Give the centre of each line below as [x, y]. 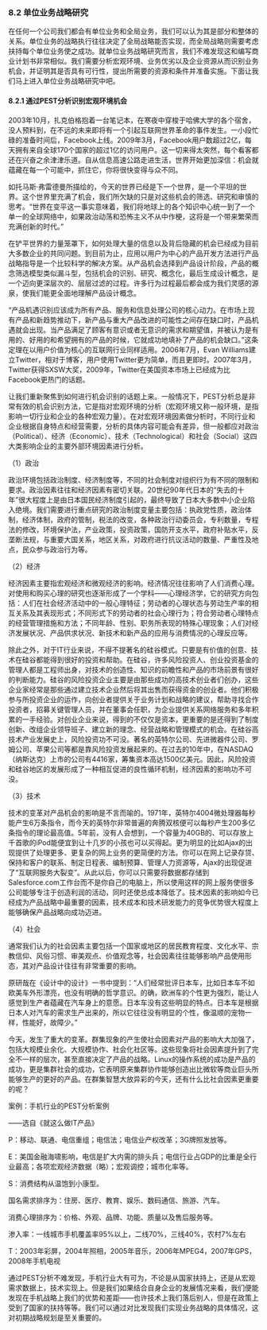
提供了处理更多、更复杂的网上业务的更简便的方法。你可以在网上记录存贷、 [137, 852]
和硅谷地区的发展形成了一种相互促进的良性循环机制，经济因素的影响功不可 [130, 769]
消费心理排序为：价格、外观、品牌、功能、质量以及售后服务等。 [112, 1217]
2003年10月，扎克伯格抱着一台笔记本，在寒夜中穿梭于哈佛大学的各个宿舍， [132, 120]
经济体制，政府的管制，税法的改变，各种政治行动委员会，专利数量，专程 [140, 519]
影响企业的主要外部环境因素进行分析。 [85, 446]
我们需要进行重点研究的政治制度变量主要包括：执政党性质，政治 [140, 510]
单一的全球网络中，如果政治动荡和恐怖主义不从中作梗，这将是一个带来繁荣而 [133, 216]
